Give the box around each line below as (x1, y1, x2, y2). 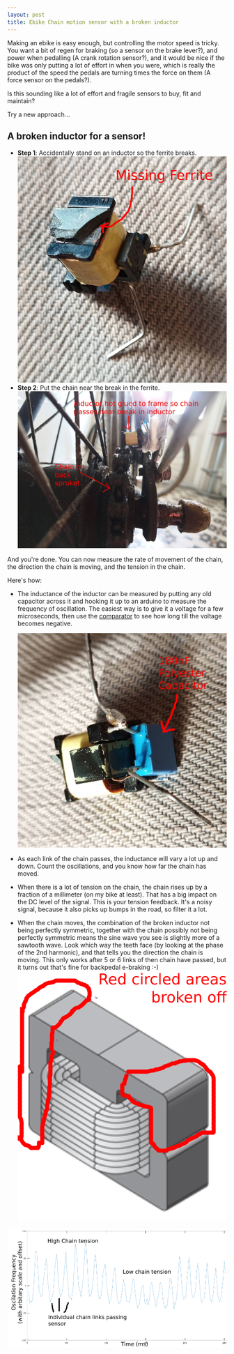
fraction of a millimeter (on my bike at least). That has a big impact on (17, 890, 217, 899)
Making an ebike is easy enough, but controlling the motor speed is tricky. (7, 38, 219, 47)
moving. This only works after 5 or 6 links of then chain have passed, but (17, 956, 226, 964)
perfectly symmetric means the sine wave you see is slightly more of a (17, 934, 220, 942)
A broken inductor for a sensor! (7, 130, 146, 142)
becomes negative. (17, 619, 73, 627)
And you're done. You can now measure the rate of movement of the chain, (7, 555, 224, 564)
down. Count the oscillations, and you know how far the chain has (17, 862, 207, 871)
